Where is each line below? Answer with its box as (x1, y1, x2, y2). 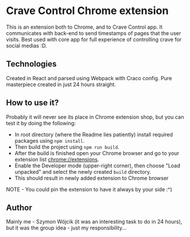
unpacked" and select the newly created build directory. (14, 168, 151, 175)
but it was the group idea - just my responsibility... (6, 224, 127, 232)
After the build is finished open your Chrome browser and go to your (14, 149, 179, 156)
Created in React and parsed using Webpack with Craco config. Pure (6, 74, 172, 81)
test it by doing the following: (6, 119, 76, 126)
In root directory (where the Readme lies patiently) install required (14, 130, 174, 138)
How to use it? (6, 98, 59, 108)
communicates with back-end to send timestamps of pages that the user (6, 29, 181, 36)
